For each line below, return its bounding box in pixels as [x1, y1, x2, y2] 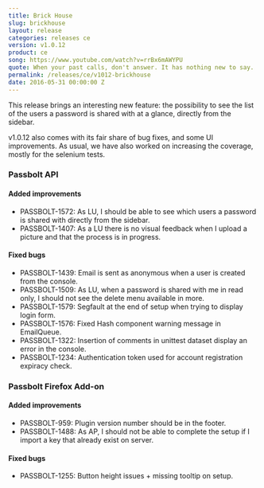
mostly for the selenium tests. [8, 149, 106, 159]
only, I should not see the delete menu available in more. [19, 293, 205, 303]
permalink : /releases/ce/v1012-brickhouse [8, 71, 151, 79]
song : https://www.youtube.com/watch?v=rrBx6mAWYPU [8, 57, 183, 64]
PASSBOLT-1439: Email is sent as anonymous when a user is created [19, 267, 246, 277]
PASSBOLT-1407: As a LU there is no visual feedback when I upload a [19, 224, 248, 233]
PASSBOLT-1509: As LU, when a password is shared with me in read [19, 284, 244, 295]
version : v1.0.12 [8, 41, 66, 49]
